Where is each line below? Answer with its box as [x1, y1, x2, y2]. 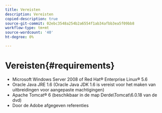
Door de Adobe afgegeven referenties [12, 102, 89, 108]
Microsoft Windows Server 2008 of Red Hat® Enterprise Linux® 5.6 [12, 76, 148, 82]
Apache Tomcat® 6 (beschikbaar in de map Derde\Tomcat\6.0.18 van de [12, 92, 158, 98]
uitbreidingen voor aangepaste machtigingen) [12, 86, 104, 92]
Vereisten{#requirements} [5, 60, 115, 71]
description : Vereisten [5, 12, 54, 17]
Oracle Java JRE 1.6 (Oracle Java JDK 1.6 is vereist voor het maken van [12, 82, 156, 87]
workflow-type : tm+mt [5, 26, 49, 30]
